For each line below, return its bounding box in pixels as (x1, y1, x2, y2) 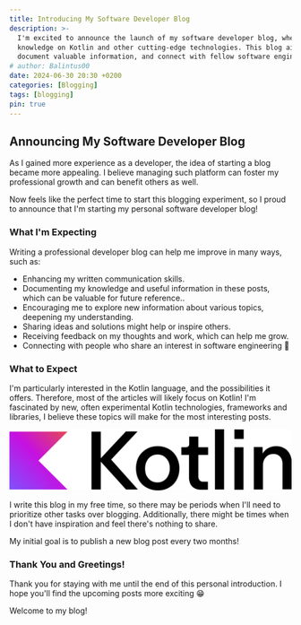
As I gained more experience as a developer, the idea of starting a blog (9, 158, 271, 169)
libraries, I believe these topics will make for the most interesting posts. (9, 411, 271, 421)
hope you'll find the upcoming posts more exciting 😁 (9, 588, 205, 599)
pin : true (9, 100, 47, 109)
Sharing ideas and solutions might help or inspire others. (21, 321, 231, 332)
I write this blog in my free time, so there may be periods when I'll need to (9, 499, 281, 510)
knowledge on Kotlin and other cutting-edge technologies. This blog (17, 43, 282, 52)
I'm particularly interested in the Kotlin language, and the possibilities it (9, 382, 271, 394)
